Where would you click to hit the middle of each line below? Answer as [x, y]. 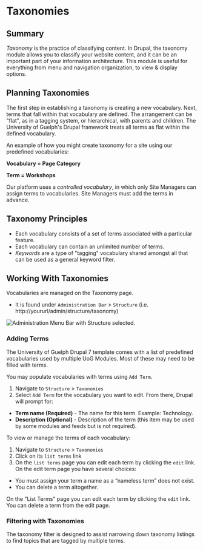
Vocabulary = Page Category [43, 163]
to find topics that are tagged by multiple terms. [66, 541]
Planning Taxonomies [48, 93]
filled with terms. [27, 365]
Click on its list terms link [48, 456]
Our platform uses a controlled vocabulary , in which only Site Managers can [101, 187]
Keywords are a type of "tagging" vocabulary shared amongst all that [101, 253]
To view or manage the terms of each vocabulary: [68, 438]
